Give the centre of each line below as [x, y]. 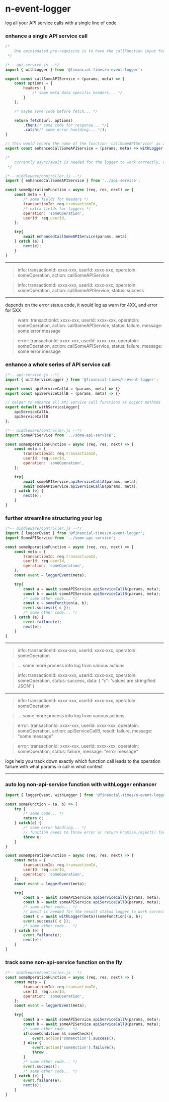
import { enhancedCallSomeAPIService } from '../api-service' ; [73, 181]
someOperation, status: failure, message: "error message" [78, 752]
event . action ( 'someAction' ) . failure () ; [74, 1048]
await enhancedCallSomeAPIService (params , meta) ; [76, 237]
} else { [32, 1043]
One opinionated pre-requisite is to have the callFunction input [85, 51]
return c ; [33, 818]
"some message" [35, 737]
